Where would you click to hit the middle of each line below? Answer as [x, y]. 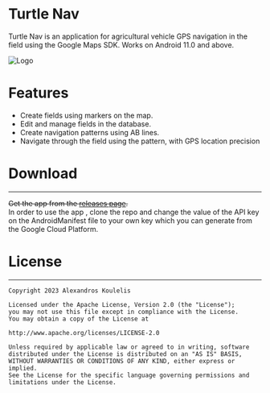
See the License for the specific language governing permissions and [129, 375]
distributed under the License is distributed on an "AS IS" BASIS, [125, 354]
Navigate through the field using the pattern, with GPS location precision [140, 141]
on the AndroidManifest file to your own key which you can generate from [131, 220]
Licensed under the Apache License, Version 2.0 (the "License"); [122, 304]
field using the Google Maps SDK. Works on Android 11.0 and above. [121, 44]
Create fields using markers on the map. [86, 115]
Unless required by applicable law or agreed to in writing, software [129, 347]
